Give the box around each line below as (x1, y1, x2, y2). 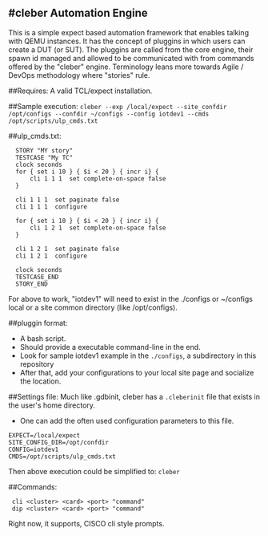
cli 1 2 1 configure (15, 252, 88, 260)
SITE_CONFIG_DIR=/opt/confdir (8, 438, 110, 446)
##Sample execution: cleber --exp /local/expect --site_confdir (8, 101, 227, 111)
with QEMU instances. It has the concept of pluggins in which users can (8, 36, 246, 46)
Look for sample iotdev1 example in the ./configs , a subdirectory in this (19, 351, 257, 360)
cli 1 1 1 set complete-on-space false (29, 174, 166, 183)
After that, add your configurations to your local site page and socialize (19, 367, 254, 377)
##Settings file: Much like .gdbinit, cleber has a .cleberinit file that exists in (8, 392, 260, 401)
